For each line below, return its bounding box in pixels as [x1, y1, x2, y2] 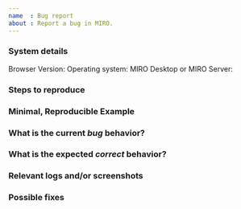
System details [8, 46, 69, 57]
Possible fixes [8, 192, 64, 203]
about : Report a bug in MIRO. [8, 19, 114, 27]
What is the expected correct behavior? [8, 149, 167, 160]
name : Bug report [8, 11, 74, 20]
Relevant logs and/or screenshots [8, 170, 143, 182]
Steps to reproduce [8, 84, 85, 95]
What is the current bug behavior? [8, 127, 145, 138]
